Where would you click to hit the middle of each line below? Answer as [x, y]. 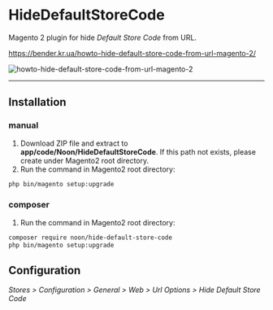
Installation [37, 102]
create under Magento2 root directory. [84, 160]
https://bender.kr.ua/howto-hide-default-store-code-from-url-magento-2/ [132, 53]
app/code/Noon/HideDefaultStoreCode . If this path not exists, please [138, 151]
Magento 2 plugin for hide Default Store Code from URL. [103, 37]
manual [24, 125]
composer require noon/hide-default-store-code [91, 238]
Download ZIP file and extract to [74, 143]
